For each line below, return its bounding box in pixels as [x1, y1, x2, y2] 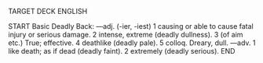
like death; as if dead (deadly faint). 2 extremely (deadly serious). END [8, 47, 236, 55]
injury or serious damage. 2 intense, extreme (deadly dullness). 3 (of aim [8, 30, 243, 39]
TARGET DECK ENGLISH [8, 7, 88, 16]
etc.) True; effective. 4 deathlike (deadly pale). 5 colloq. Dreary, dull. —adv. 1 [8, 38, 256, 47]
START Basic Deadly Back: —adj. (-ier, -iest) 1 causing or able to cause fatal [8, 22, 254, 30]
